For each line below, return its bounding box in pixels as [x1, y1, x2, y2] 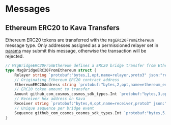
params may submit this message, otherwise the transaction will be [5, 48, 147, 54]
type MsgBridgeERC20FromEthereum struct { [5, 67, 97, 73]
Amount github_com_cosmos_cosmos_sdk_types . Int [14, 91, 117, 97]
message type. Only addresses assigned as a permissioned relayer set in [5, 42, 159, 48]
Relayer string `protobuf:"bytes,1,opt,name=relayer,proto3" [14, 72, 147, 78]
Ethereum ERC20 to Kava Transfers [5, 23, 120, 32]
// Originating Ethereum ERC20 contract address [14, 77, 120, 82]
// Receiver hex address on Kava [14, 96, 85, 102]
